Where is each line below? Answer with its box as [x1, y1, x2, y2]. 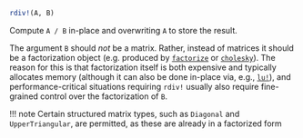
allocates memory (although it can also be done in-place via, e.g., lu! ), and [9, 71, 291, 82]
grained [9, 91, 39, 102]
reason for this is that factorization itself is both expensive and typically [9, 62, 278, 73]
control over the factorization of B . [40, 91, 168, 102]
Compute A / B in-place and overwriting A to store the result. [9, 25, 238, 35]
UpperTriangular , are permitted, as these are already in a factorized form [9, 118, 282, 129]
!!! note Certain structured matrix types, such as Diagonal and [9, 108, 240, 119]
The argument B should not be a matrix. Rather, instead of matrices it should [9, 42, 294, 54]
